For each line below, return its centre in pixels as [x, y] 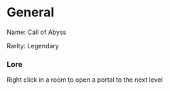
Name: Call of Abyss [37, 32]
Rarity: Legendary [33, 45]
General [31, 12]
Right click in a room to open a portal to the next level [85, 80]
